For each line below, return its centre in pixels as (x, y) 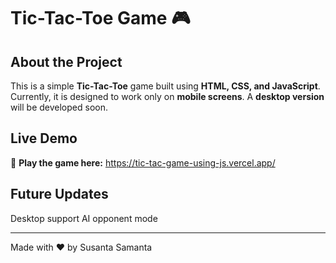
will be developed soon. (59, 107)
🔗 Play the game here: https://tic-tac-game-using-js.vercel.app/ (143, 162)
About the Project (66, 61)
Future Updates (59, 194)
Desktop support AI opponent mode (84, 218)
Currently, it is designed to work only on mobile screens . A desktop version (167, 96)
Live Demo (44, 138)
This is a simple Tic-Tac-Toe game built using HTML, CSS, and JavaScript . (165, 86)
